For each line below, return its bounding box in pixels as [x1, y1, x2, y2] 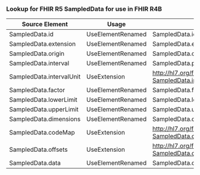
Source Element [21, 20, 68, 29]
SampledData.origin [9, 49, 64, 58]
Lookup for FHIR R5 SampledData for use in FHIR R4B [6, 5, 162, 13]
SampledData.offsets [9, 145, 68, 154]
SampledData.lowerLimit [9, 96, 77, 104]
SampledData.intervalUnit [9, 73, 81, 81]
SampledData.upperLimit [9, 105, 79, 114]
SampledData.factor [9, 86, 65, 94]
